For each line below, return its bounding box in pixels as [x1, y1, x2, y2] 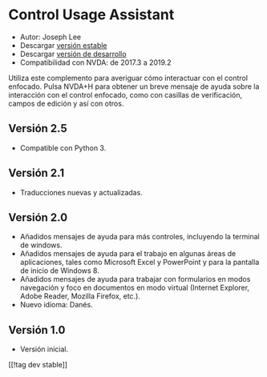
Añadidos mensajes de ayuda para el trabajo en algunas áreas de [19, 249, 237, 259]
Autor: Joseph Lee [19, 32, 82, 42]
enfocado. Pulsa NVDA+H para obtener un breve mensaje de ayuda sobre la [8, 82, 260, 91]
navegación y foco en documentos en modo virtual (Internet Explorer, [19, 283, 250, 293]
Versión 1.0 [8, 323, 66, 337]
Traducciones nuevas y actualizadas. [19, 187, 143, 197]
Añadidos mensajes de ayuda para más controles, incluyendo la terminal [19, 232, 260, 242]
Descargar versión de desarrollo [19, 49, 127, 58]
